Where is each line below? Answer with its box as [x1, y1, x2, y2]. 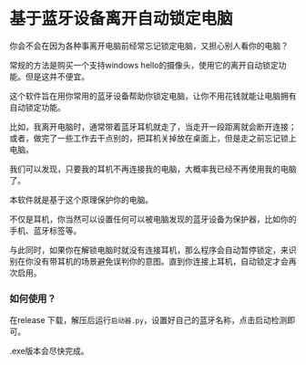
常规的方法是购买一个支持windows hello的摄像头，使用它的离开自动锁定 [9, 59, 280, 70]
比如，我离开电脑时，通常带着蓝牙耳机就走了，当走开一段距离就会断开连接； [9, 120, 297, 132]
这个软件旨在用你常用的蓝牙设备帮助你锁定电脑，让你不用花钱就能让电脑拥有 [9, 90, 297, 101]
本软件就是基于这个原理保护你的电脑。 [9, 193, 153, 205]
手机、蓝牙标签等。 [9, 224, 82, 235]
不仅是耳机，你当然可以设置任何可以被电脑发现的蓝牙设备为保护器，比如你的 [9, 214, 297, 224]
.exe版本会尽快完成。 [9, 346, 89, 357]
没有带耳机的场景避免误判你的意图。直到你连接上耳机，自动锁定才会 [33, 255, 289, 266]
